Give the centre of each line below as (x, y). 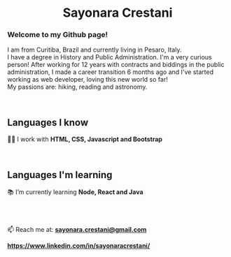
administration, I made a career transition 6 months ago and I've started (111, 72)
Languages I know (48, 123)
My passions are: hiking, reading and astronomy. (77, 87)
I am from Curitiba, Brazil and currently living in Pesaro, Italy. (94, 50)
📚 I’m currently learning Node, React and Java (75, 192)
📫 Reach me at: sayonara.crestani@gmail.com (77, 230)
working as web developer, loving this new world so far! (87, 80)
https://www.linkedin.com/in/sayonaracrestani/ (79, 246)
